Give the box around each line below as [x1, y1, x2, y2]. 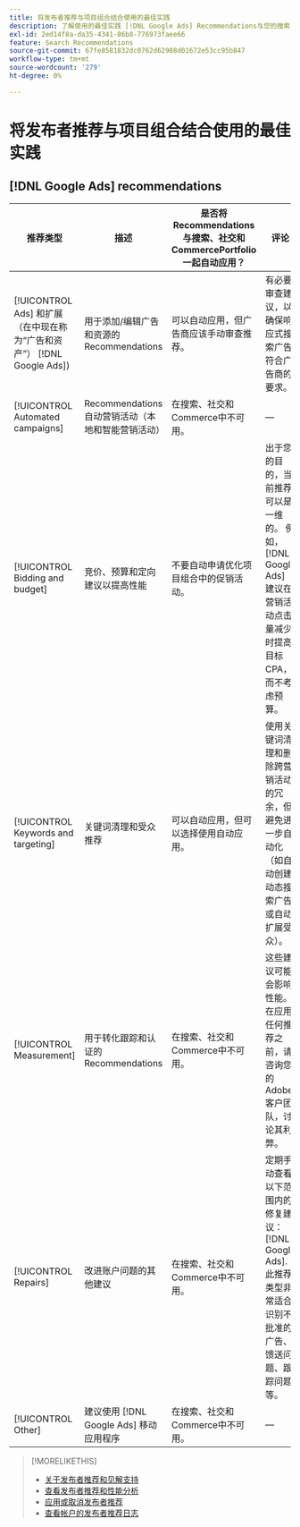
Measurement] [13, 1048, 76, 1061]
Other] [13, 1423, 42, 1436]
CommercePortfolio [171, 243, 257, 256]
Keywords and [13, 827, 74, 839]
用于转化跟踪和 [84, 1031, 147, 1044]
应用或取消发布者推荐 [44, 1496, 123, 1507]
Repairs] [13, 1276, 49, 1288]
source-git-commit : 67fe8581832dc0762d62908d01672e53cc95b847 [9, 47, 246, 55]
